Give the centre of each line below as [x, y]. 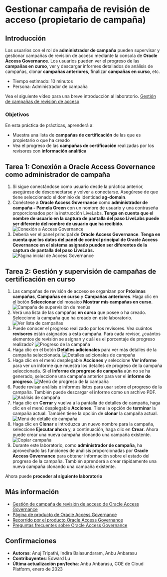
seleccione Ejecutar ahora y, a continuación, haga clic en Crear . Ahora [85, 429]
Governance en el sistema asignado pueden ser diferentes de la [80, 245]
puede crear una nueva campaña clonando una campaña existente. [82, 434]
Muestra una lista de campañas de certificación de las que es [77, 135]
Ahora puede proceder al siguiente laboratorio [54, 476]
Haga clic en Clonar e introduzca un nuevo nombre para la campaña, [83, 424]
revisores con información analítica [49, 151]
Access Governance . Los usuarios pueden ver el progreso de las [72, 61]
